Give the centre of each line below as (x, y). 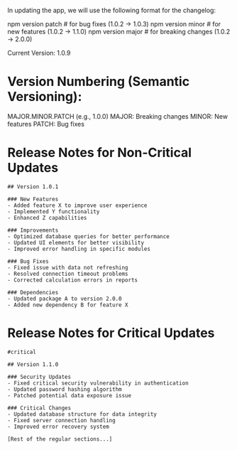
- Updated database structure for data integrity (82, 414)
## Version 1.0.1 (33, 187)
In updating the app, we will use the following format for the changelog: (112, 10)
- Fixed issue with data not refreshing (68, 267)
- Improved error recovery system (59, 427)
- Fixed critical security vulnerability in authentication (98, 383)
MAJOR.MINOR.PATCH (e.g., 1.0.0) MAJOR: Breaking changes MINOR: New (118, 116)
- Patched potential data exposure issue (70, 395)
